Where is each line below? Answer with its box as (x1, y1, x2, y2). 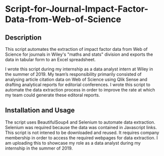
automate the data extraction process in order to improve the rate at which (5, 87, 155, 92)
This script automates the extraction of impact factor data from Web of (5, 46, 148, 52)
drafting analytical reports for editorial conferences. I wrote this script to (5, 82, 151, 88)
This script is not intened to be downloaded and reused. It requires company (5, 130, 160, 135)
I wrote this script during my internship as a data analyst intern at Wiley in (5, 66, 153, 72)
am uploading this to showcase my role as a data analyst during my (5, 140, 141, 146)
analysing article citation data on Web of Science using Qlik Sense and (5, 77, 148, 82)
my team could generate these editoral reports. (5, 92, 100, 98)
